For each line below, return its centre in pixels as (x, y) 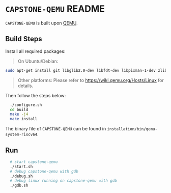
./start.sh (21, 167)
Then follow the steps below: (36, 95)
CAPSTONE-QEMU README (55, 9)
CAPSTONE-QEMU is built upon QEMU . (41, 23)
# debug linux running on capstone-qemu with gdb (63, 181)
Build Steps (24, 39)
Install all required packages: (35, 51)
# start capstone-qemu (34, 162)
